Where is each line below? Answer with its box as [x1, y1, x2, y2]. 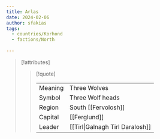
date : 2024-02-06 [6, 14, 50, 20]
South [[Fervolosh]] [70, 103, 125, 111]
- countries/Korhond [11, 31, 63, 37]
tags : [6, 25, 20, 32]
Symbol [38, 93, 61, 102]
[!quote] [35, 70, 56, 77]
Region [38, 103, 59, 111]
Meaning [38, 83, 64, 92]
